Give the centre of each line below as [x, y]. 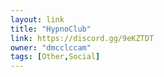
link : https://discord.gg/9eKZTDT [82, 38]
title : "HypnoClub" [51, 29]
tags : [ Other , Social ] [55, 57]
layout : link [37, 19]
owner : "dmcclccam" [51, 47]
